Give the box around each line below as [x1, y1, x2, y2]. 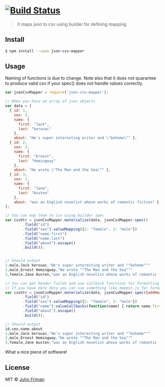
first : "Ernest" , [18, 154, 54, 159]
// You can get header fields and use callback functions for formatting [5, 281, 160, 286]
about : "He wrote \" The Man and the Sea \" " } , [14, 167, 111, 172]
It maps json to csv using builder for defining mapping [17, 21, 127, 27]
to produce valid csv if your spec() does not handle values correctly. [5, 80, 143, 86]
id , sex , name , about [5, 326, 43, 331]
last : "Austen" [18, 190, 50, 195]
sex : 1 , [14, 177, 29, 182]
